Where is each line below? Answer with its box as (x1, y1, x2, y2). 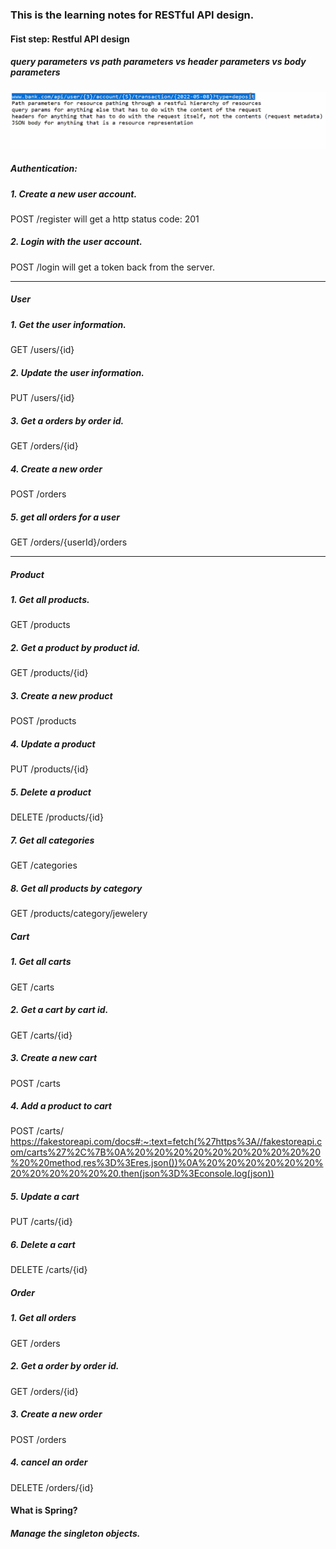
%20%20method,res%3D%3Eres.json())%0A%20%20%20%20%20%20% (10, 1157, 324, 1169)
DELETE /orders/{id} (10, 1481, 95, 1493)
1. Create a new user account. (10, 188, 138, 200)
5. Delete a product (10, 786, 92, 798)
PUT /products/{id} (10, 763, 90, 775)
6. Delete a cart (10, 1239, 76, 1251)
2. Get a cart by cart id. (10, 1004, 109, 1016)
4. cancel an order (10, 1456, 88, 1468)
